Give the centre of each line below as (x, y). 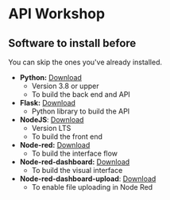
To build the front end (67, 137)
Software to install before (72, 43)
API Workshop (57, 14)
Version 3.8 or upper (65, 86)
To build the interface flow (74, 153)
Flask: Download (47, 103)
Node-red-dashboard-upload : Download (88, 179)
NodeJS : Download (52, 119)
